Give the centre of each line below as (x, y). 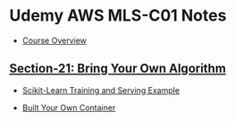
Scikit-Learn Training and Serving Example (101, 90)
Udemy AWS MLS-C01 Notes (118, 16)
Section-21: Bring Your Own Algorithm (117, 69)
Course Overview (55, 40)
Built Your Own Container (69, 108)
